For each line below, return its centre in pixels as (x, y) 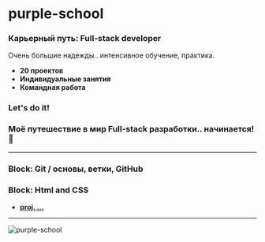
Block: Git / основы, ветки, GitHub (76, 169)
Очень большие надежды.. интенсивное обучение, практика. (112, 55)
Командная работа (52, 87)
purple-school (56, 14)
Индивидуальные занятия (65, 79)
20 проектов (41, 71)
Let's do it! (29, 108)
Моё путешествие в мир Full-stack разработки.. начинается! (131, 129)
